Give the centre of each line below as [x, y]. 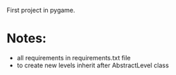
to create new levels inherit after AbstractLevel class [93, 65]
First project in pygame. [41, 10]
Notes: [27, 39]
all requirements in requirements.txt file [74, 57]
